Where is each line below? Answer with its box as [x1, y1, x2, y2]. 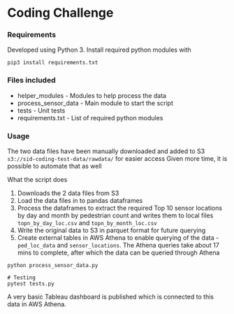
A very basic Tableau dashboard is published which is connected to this [7, 292, 214, 301]
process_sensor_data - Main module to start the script [17, 99, 173, 107]
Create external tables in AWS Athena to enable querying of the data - [17, 234, 219, 242]
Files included [7, 76, 56, 85]
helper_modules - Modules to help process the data [17, 91, 166, 99]
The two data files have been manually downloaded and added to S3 [7, 147, 205, 155]
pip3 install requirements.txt [7, 59, 98, 66]
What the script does [7, 176, 68, 184]
